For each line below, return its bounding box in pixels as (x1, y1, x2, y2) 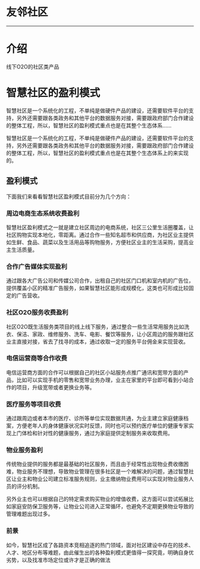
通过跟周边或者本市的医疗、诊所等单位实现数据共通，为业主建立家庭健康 (6, 415, 183, 422)
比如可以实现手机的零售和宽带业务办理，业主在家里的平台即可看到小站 (16, 376, 189, 383)
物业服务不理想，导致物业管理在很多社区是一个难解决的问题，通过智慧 (16, 468, 189, 475)
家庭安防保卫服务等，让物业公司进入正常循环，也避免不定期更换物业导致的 (11, 503, 194, 510)
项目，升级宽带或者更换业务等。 (16, 383, 95, 390)
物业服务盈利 (6, 446, 43, 454)
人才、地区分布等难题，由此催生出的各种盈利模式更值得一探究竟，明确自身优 (6, 549, 194, 556)
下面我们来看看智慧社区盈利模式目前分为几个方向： (6, 193, 132, 200)
